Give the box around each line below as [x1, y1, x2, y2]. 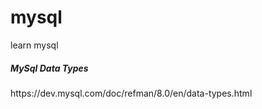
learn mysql [10, 39, 59, 51]
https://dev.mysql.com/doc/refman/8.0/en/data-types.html [10, 87, 253, 99]
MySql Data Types [10, 62, 89, 74]
